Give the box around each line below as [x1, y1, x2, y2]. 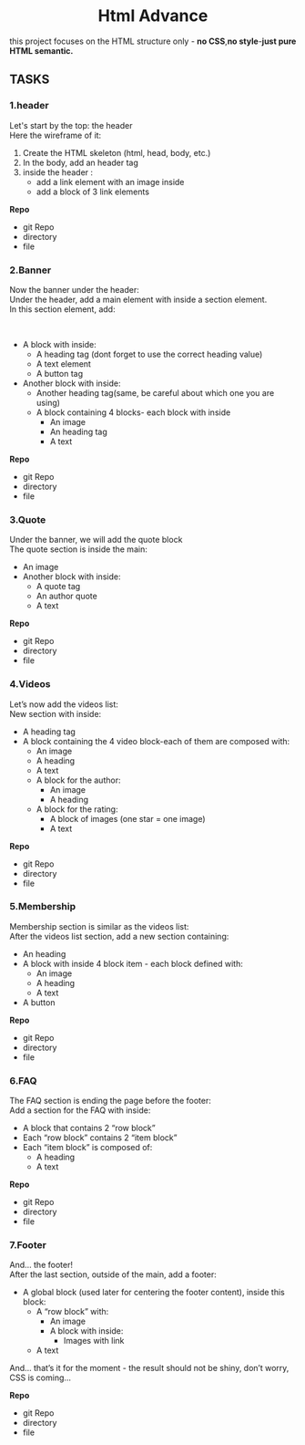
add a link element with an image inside [36, 176, 185, 187]
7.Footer [9, 1239, 47, 1252]
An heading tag [49, 426, 107, 437]
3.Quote [9, 513, 46, 525]
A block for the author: [36, 774, 121, 785]
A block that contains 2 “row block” [22, 1123, 157, 1134]
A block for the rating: [36, 804, 118, 815]
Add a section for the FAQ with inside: [9, 1105, 151, 1116]
